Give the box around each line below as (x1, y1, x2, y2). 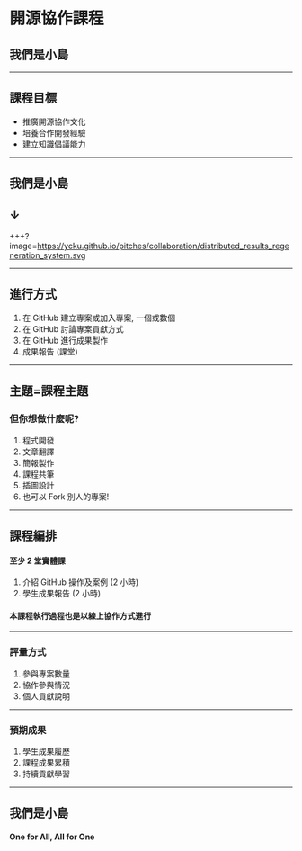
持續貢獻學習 (22, 768, 70, 779)
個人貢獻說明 (22, 690, 70, 702)
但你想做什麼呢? (9, 413, 79, 425)
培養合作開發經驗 (22, 127, 86, 138)
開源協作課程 (9, 8, 105, 29)
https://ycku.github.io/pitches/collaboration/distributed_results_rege (37, 240, 290, 252)
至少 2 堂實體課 (9, 555, 66, 566)
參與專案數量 (22, 667, 70, 679)
